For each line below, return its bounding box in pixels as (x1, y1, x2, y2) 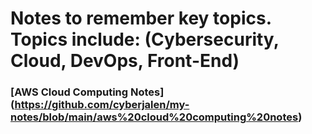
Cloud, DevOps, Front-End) (10, 50, 240, 72)
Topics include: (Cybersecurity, (10, 28, 280, 51)
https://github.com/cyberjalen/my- (14, 98, 190, 112)
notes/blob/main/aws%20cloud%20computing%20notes (10, 110, 299, 124)
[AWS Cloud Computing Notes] (10, 85, 165, 99)
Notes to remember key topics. (10, 7, 272, 30)
